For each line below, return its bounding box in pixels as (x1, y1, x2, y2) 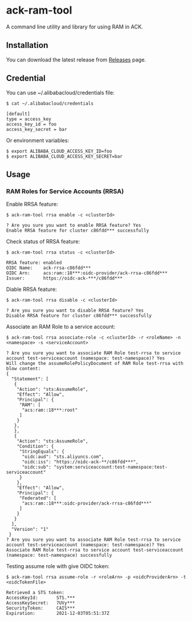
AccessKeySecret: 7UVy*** (6, 600, 76, 606)
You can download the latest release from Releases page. (6, 56, 147, 63)
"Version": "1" (11, 527, 49, 533)
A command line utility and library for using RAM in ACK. (6, 23, 144, 30)
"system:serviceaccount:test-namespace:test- (53, 464, 168, 470)
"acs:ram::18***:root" (21, 407, 78, 413)
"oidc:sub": (21, 464, 51, 470)
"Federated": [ (19, 495, 57, 501)
